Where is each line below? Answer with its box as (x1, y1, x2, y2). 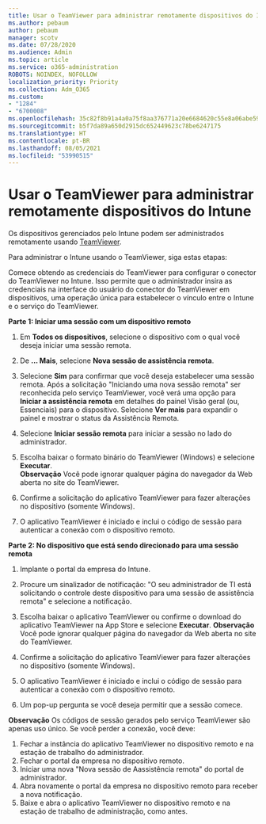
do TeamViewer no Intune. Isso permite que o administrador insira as (8, 277, 233, 286)
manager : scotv (8, 33, 59, 42)
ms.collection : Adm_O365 (8, 85, 90, 93)
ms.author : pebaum (8, 19, 69, 27)
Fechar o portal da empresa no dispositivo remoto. (19, 756, 184, 765)
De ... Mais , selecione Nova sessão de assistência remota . (19, 356, 215, 365)
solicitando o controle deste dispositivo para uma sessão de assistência (19, 588, 255, 598)
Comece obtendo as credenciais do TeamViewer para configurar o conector (8, 268, 256, 277)
